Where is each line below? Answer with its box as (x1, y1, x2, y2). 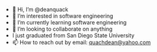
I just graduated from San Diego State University (12, 32, 135, 39)
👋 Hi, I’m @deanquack (12, 6, 69, 13)
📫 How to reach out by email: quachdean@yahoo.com (12, 39, 151, 46)
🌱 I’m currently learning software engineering (12, 19, 127, 26)
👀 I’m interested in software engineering (12, 12, 113, 20)
